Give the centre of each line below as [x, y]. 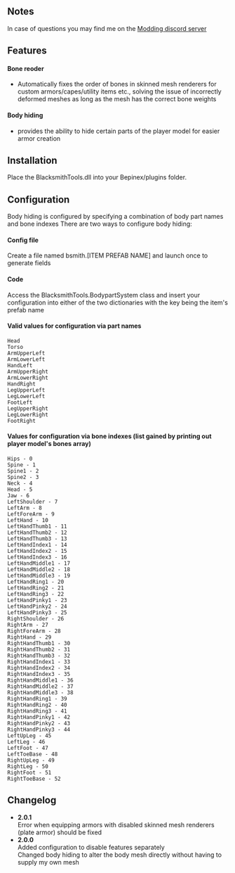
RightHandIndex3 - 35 [39, 675]
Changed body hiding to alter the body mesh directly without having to [120, 855]
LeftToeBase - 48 [33, 754]
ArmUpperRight [28, 371]
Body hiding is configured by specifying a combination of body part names [115, 217]
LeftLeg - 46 [26, 742]
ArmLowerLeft [26, 359]
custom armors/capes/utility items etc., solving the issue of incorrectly [120, 91]
